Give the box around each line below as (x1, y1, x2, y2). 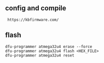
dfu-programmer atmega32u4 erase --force (5, 44, 93, 49)
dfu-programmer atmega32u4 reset (5, 52, 75, 58)
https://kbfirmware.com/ (7, 17, 59, 22)
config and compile (5, 4, 66, 12)
